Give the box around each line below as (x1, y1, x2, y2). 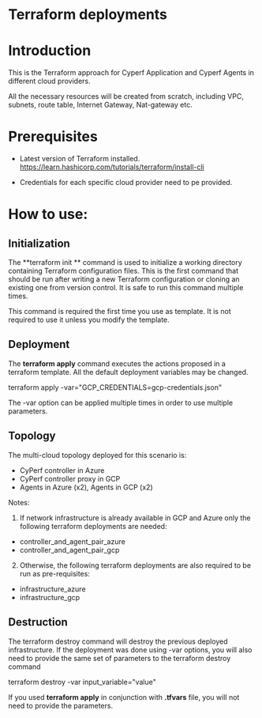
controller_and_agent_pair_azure (19, 536, 126, 546)
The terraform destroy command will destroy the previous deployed (8, 637, 228, 646)
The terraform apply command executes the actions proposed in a (8, 358, 226, 368)
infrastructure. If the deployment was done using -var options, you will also (8, 644, 253, 654)
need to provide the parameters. (8, 701, 113, 710)
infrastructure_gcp (19, 592, 80, 602)
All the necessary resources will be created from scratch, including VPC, (8, 92, 245, 101)
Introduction (8, 42, 92, 60)
